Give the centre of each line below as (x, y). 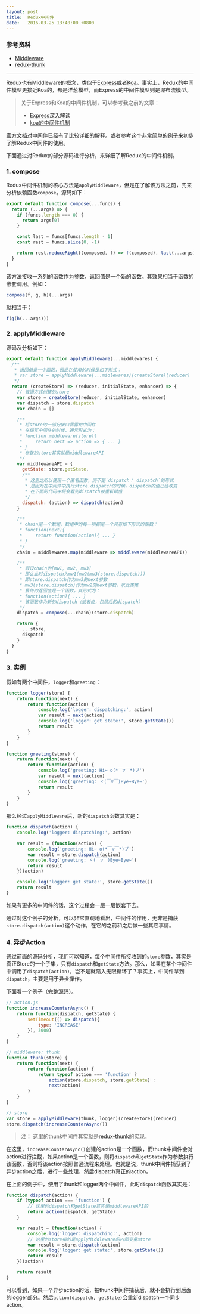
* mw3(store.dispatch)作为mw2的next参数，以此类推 (79, 585)
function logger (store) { (38, 693)
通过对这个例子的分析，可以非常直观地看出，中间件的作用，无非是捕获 (92, 918)
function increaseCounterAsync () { (50, 1009)
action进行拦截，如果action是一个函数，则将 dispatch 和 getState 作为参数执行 (100, 1156)
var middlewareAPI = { (45, 464)
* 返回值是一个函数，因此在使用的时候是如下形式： (68, 370)
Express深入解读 (50, 115)
